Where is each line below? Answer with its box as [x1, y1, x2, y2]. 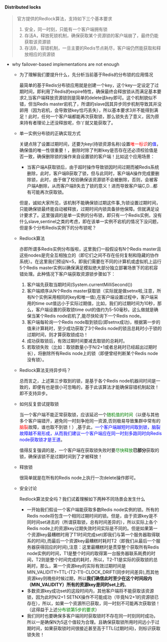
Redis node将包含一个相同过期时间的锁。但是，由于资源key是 [26, 513, 154, 519]
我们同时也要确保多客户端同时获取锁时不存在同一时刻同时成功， [26, 613, 158, 619]
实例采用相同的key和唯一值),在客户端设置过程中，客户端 [38, 294, 154, 300]
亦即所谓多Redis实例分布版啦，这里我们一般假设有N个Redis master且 [19, 246, 162, 252]
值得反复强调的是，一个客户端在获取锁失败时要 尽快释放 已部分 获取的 [19, 447, 160, 453]
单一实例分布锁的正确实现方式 [19, 130, 81, 136]
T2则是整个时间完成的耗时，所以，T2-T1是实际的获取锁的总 [35, 556, 158, 562]
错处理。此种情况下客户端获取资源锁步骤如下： [19, 271, 116, 277]
